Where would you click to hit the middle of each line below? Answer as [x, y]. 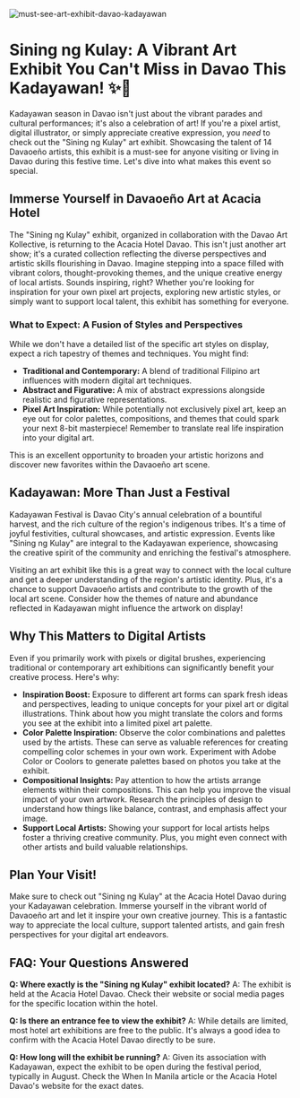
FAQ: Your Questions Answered [99, 963]
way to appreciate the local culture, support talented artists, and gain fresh [147, 925]
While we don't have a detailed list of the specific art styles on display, [139, 344]
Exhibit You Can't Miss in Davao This [148, 70]
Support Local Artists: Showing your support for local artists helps [146, 828]
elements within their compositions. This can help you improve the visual [156, 789]
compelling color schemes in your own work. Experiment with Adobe [149, 751]
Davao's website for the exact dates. [77, 1086]
